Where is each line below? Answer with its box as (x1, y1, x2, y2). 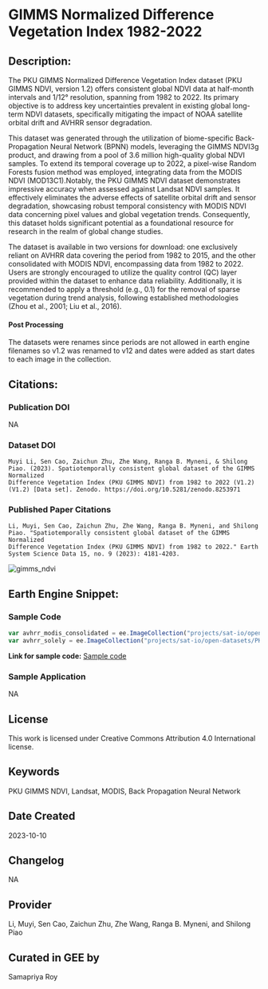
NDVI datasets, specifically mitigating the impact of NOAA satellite (25, 109, 243, 119)
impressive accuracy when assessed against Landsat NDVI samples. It (8, 184, 240, 193)
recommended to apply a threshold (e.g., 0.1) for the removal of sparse (8, 285, 241, 294)
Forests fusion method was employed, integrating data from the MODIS (8, 168, 242, 176)
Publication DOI (8, 402, 70, 413)
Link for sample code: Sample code (8, 651, 127, 660)
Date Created (8, 809, 76, 823)
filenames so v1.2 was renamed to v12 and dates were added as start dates (8, 346, 255, 356)
